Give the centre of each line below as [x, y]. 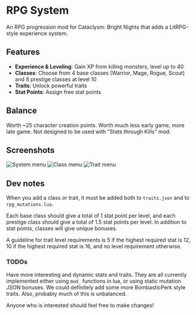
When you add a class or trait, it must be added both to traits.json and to [98, 198]
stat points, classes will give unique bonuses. [62, 228]
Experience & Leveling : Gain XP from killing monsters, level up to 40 [99, 66]
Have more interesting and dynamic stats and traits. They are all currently [97, 275]
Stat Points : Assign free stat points [58, 92]
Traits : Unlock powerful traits [51, 85]
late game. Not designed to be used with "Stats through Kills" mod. [89, 131]
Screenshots [30, 150]
